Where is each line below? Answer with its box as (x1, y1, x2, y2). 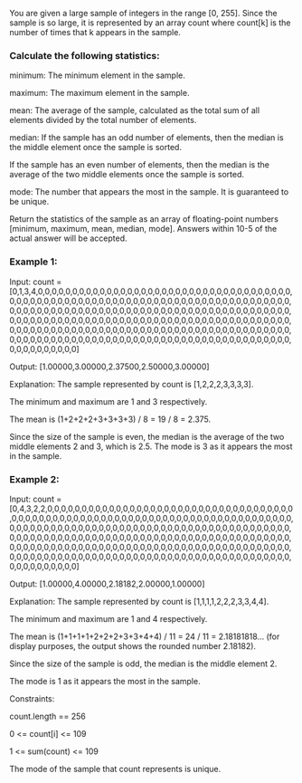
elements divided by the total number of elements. (9, 115, 197, 126)
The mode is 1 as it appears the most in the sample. (9, 675, 201, 686)
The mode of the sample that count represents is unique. (9, 763, 222, 774)
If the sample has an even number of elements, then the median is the (9, 159, 269, 170)
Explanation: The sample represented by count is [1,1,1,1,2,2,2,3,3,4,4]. (9, 596, 269, 606)
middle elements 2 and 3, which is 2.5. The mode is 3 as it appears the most (9, 441, 293, 452)
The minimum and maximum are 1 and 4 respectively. (9, 613, 208, 624)
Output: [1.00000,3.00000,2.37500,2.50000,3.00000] (9, 361, 210, 372)
